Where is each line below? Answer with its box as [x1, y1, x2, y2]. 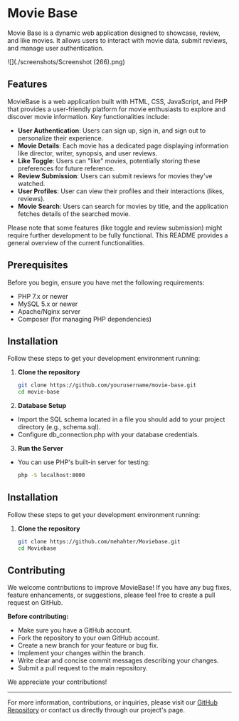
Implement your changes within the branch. [17, 649, 146, 658]
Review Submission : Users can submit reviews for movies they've [17, 171, 213, 180]
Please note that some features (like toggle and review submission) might [7, 223, 223, 232]
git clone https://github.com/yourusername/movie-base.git [17, 382, 197, 389]
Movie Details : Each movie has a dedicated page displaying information [17, 141, 229, 150]
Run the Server [17, 444, 63, 453]
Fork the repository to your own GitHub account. [17, 633, 160, 643]
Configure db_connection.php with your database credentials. [17, 430, 199, 439]
